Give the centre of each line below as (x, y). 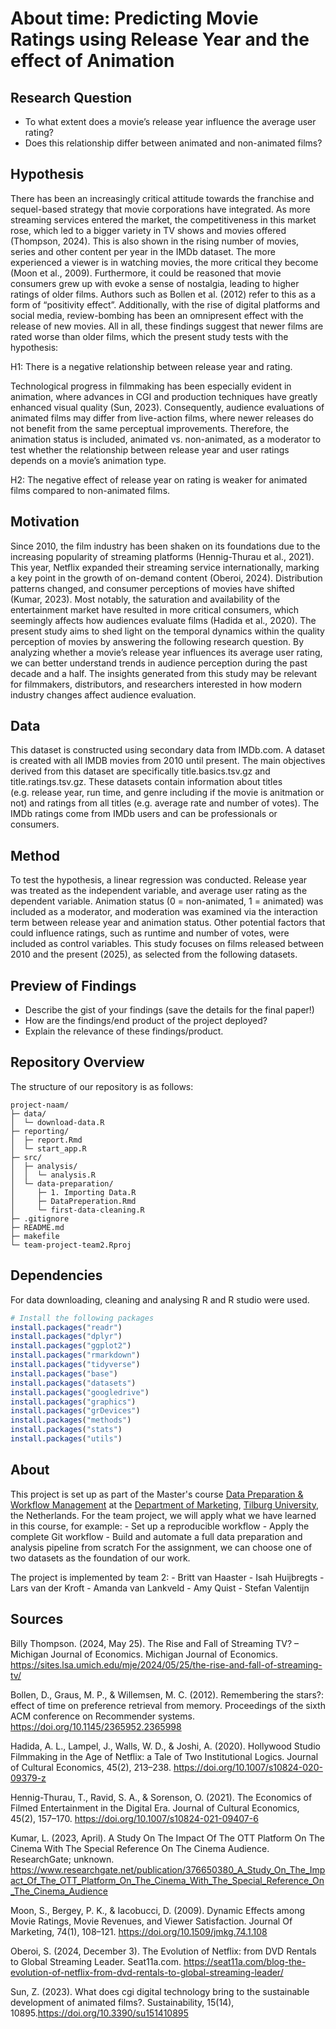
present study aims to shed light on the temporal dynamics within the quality (167, 631)
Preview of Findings (73, 985)
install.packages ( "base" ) (64, 1373)
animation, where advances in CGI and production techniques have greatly (164, 396)
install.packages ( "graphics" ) (73, 1402)
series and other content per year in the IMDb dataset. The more (143, 251)
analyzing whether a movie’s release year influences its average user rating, (166, 652)
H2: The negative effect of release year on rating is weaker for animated (159, 479)
